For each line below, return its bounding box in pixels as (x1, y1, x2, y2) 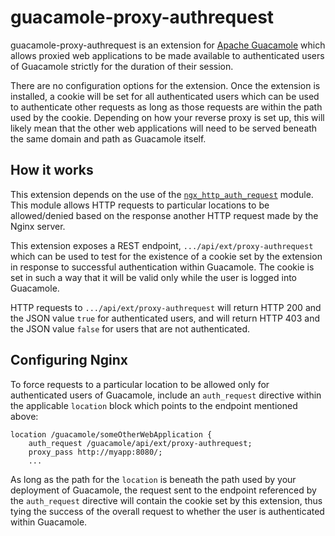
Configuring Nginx (10, 352, 128, 369)
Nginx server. (10, 220, 66, 232)
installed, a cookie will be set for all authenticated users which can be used (10, 90, 320, 102)
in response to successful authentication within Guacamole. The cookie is (10, 261, 315, 273)
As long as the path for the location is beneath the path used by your (10, 473, 297, 485)
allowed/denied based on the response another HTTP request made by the (10, 209, 319, 221)
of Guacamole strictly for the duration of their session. (10, 60, 234, 72)
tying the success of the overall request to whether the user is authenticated (10, 505, 325, 517)
